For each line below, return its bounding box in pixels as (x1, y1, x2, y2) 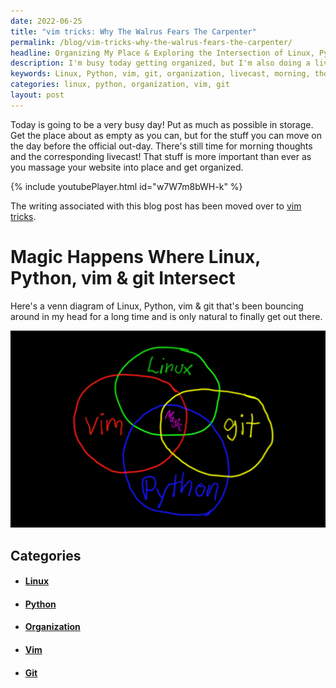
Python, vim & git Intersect (10, 266, 236, 289)
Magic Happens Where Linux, (10, 245, 261, 268)
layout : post (10, 90, 65, 100)
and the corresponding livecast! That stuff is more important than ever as (10, 150, 312, 162)
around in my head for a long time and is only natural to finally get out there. (10, 310, 323, 322)
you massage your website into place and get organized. (10, 161, 244, 173)
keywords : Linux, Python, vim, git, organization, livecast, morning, (10, 69, 311, 79)
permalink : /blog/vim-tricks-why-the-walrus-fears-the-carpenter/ (10, 37, 293, 47)
